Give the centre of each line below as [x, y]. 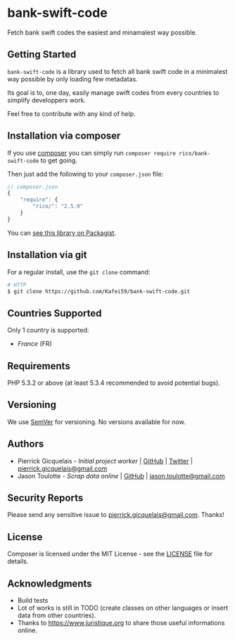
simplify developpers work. [47, 100]
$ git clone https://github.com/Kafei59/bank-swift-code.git [99, 291]
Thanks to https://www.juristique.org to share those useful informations [121, 623]
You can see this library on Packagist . [62, 233]
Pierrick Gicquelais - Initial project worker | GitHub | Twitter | [105, 461]
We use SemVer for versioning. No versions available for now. [96, 422]
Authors [26, 444]
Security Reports [45, 498]
